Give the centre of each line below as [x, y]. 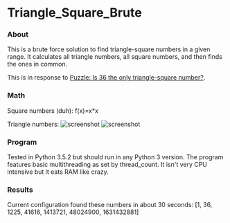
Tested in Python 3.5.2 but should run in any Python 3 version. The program [115, 157]
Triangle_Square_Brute [74, 13]
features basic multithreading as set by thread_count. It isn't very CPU [107, 165]
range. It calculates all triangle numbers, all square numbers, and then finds [115, 57]
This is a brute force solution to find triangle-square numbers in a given [109, 49]
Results [20, 190]
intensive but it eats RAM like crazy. [58, 172]
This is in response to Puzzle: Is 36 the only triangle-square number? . [106, 78]
